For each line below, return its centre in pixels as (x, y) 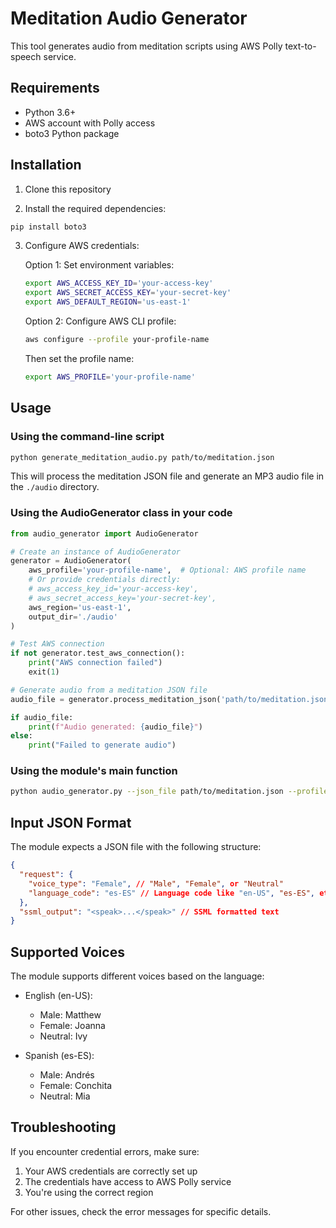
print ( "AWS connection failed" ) (95, 663)
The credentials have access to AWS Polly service (128, 1181)
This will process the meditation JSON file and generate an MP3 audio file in (167, 476)
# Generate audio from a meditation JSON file (109, 690)
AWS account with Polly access (90, 123)
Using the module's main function (94, 771)
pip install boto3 (48, 227)
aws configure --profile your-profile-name (117, 340)
